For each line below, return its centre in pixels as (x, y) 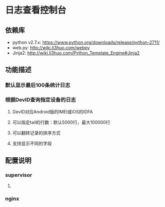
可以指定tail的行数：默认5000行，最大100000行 (61, 122)
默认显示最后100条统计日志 (38, 85)
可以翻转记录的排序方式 (36, 133)
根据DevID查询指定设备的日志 (41, 100)
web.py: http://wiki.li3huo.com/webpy (51, 48)
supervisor (19, 175)
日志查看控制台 (36, 10)
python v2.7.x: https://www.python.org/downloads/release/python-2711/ (86, 42)
